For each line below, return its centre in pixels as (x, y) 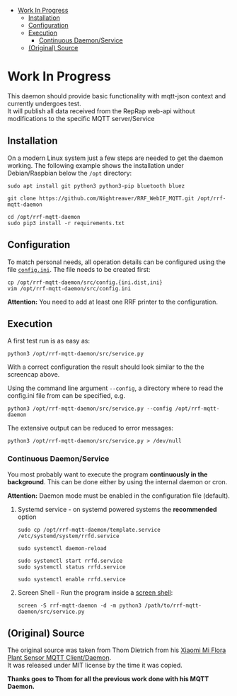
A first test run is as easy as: (49, 341)
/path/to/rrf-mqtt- (173, 605)
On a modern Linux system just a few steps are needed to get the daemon (115, 158)
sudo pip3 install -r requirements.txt (66, 223)
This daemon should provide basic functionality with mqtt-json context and (117, 96)
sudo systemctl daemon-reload (62, 548)
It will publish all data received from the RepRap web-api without (102, 111)
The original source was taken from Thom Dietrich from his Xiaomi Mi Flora (117, 650)
